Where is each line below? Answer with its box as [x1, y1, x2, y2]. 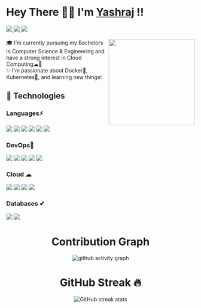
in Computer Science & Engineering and [6, 47, 105, 55]
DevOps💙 [6, 141, 34, 149]
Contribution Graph [51, 235, 150, 248]
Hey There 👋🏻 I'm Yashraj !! [6, 5, 144, 19]
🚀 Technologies [6, 91, 65, 101]
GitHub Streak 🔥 [59, 276, 142, 289]
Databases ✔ [6, 200, 45, 208]
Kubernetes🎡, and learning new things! [6, 73, 102, 80]
